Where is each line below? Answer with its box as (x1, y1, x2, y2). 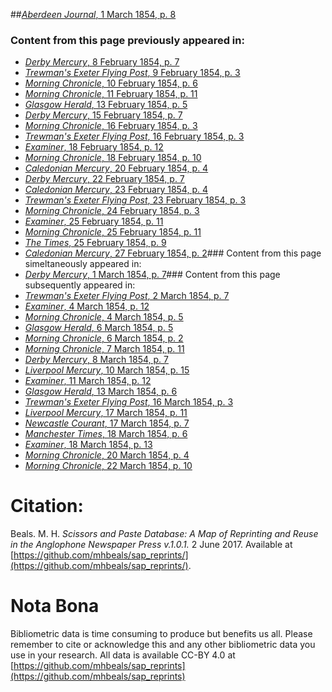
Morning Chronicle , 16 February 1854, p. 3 (24, 120, 198, 132)
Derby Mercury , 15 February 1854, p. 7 (24, 109, 183, 121)
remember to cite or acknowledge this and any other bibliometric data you (10, 639, 316, 651)
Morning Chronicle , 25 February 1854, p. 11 (24, 226, 202, 238)
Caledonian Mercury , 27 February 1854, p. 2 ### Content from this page (24, 247, 322, 259)
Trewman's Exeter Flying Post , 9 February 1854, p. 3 (24, 67, 241, 79)
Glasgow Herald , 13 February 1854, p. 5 (24, 99, 188, 111)
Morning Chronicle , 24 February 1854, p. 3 (24, 205, 200, 217)
